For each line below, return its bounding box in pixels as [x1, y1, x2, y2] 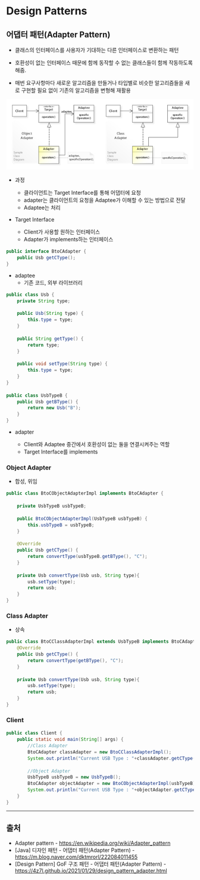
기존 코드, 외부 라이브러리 [23, 279, 83, 286]
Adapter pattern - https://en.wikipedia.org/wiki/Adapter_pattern [14, 839, 171, 847]
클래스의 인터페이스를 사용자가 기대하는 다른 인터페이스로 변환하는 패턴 [14, 47, 179, 53]
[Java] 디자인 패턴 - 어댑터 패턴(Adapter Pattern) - [14, 847, 135, 854]
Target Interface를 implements [23, 448, 98, 455]
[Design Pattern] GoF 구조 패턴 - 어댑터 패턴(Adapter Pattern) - [14, 860, 167, 867]
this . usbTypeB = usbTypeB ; [27, 522, 95, 528]
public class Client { [6, 730, 62, 736]
